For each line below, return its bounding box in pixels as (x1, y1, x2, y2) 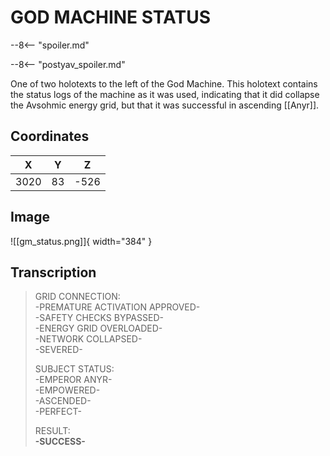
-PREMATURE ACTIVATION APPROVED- (34, 301, 201, 313)
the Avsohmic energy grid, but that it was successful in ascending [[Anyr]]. (10, 99, 320, 111)
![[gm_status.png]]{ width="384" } (10, 235, 153, 247)
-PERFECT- (34, 406, 82, 418)
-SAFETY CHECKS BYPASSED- (34, 312, 164, 324)
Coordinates (10, 128, 90, 145)
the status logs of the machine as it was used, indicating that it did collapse (10, 88, 320, 100)
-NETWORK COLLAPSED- (34, 333, 143, 345)
